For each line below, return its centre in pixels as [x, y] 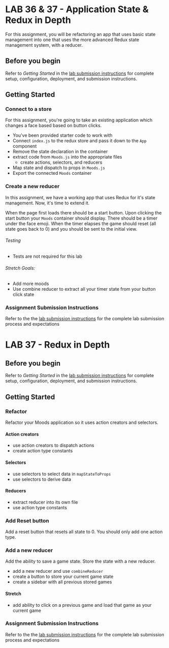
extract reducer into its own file [45, 502]
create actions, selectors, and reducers [61, 162]
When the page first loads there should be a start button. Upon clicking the [83, 212]
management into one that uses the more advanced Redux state [72, 40]
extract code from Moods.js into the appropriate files [67, 157]
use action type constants [40, 507]
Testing [13, 240]
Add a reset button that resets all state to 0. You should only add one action [84, 532]
